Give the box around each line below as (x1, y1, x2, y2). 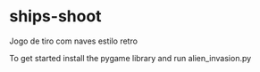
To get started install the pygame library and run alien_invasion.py (9, 52, 252, 63)
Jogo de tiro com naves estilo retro (9, 36, 138, 46)
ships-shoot (9, 6, 102, 27)
